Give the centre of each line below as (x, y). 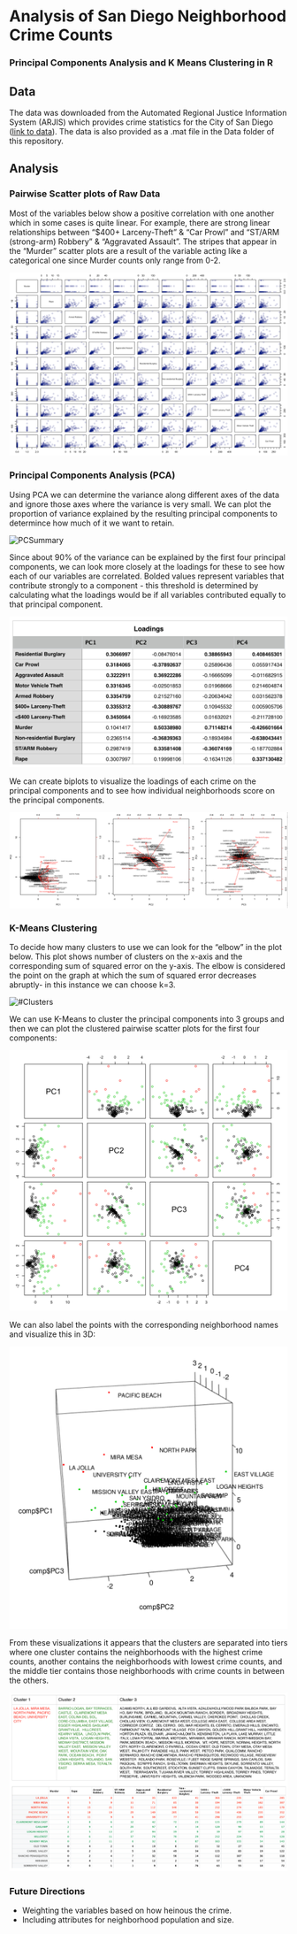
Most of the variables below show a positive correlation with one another (142, 213)
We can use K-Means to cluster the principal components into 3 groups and (147, 1018)
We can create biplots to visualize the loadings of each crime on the (133, 781)
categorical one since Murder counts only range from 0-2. (115, 260)
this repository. (37, 141)
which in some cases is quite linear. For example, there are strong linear (140, 222)
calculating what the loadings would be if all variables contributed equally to (148, 595)
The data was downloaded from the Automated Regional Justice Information (148, 112)
